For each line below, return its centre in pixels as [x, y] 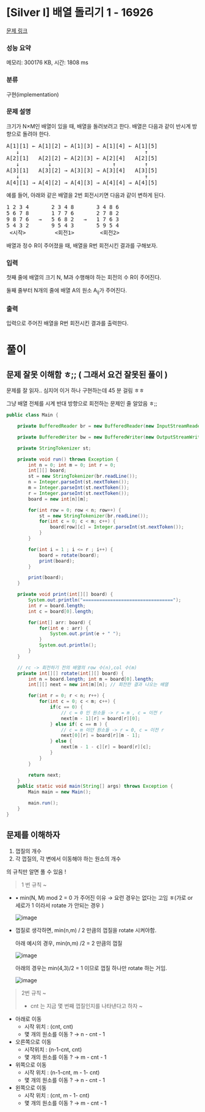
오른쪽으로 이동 [33, 1042]
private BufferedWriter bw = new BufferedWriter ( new [86, 437]
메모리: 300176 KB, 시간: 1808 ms [47, 62]
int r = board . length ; [57, 606]
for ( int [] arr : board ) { [60, 622]
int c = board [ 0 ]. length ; [61, 611]
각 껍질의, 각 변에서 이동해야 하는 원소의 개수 [68, 858]
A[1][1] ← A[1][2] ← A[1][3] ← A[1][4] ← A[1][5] [82, 146]
